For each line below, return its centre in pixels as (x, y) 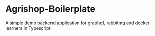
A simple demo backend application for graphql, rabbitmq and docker (77, 23)
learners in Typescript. (29, 28)
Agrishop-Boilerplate (50, 9)
